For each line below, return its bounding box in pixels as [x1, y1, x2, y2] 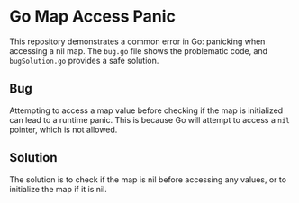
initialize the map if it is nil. [9, 183, 108, 194]
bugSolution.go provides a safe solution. [9, 55, 159, 66]
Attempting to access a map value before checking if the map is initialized [9, 105, 284, 116]
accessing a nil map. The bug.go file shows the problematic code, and [9, 45, 268, 56]
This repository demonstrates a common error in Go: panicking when [9, 36, 266, 47]
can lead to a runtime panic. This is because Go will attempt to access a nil [9, 114, 290, 125]
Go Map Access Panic [9, 6, 176, 27]
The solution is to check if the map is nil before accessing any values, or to [9, 173, 286, 185]
